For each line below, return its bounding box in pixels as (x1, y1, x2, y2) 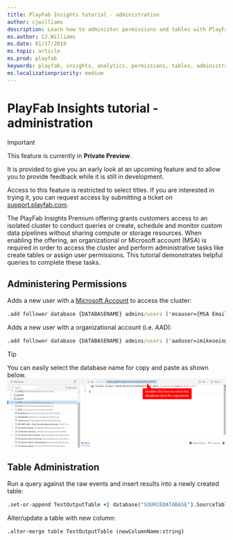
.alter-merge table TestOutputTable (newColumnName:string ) (7, 527, 185, 535)
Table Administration (7, 461, 100, 473)
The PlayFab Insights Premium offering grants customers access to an (7, 213, 208, 222)
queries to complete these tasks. (7, 258, 101, 266)
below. (7, 371, 26, 379)
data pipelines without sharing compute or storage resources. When (7, 229, 202, 237)
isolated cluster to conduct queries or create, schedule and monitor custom (7, 221, 223, 229)
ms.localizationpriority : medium (7, 69, 104, 76)
